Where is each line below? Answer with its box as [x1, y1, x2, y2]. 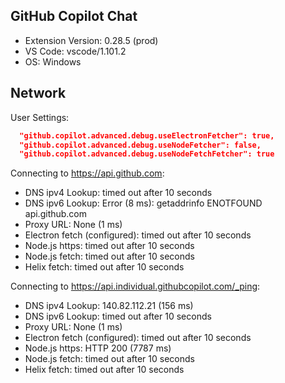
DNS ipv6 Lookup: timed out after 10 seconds [24, 310, 212, 323]
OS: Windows [24, 55, 82, 68]
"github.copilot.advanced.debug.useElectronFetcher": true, [19, 130, 275, 141]
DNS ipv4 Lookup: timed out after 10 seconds [24, 187, 213, 199]
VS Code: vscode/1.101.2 [24, 45, 127, 57]
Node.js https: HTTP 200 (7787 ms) [24, 342, 172, 354]
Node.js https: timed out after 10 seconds [24, 240, 195, 252]
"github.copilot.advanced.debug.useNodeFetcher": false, [19, 140, 262, 150]
